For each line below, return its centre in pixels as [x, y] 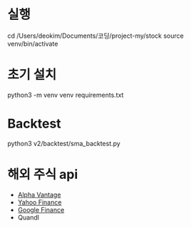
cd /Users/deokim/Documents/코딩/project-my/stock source [95, 36]
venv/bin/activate [33, 43]
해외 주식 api [43, 175]
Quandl [28, 217]
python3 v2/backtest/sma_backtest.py [64, 143]
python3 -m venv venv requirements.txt [66, 95]
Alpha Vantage [39, 195]
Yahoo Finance [40, 202]
